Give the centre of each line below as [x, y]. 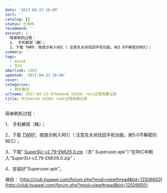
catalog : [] [18, 19]
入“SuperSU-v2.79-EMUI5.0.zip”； [41, 158]
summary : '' [18, 52]
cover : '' [16, 80]
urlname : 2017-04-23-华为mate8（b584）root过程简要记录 [61, 94]
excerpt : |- [18, 33]
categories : [18, 84]
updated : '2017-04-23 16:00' [36, 75]
